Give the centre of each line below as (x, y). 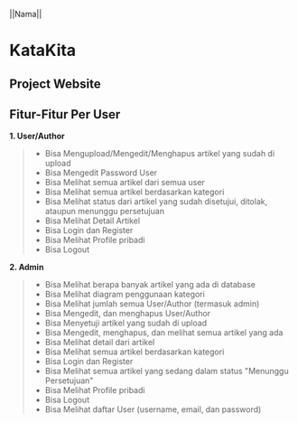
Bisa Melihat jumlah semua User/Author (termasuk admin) (152, 304)
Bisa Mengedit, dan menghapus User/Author (127, 314)
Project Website (55, 84)
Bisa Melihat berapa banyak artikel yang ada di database (150, 285)
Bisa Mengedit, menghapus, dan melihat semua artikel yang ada (164, 333)
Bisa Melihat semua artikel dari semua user (125, 183)
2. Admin (27, 268)
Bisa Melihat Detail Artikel (93, 221)
